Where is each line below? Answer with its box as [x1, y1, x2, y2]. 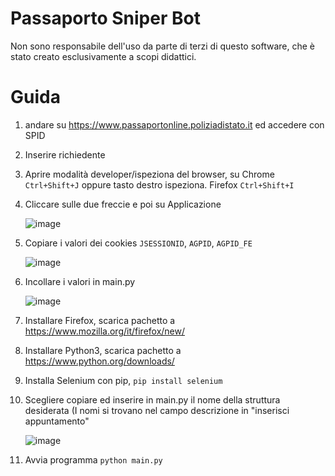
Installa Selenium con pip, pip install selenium [24, 374, 223, 386]
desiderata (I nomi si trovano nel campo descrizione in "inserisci [24, 404, 290, 416]
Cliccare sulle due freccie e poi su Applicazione [24, 198, 222, 210]
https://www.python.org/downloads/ [24, 355, 175, 367]
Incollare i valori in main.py [24, 275, 136, 287]
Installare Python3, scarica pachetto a [24, 344, 182, 356]
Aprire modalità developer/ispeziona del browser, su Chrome [24, 168, 275, 180]
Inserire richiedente [24, 148, 106, 161]
